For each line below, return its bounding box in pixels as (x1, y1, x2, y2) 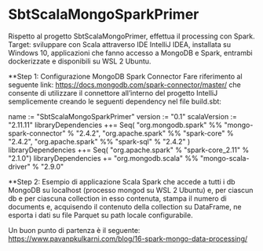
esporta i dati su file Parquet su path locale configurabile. (8, 210, 194, 220)
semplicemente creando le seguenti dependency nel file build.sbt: (8, 96, 222, 106)
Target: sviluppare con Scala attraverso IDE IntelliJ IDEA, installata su (8, 39, 232, 49)
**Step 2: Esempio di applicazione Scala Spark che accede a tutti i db (8, 176, 236, 186)
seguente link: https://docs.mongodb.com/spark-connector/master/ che (8, 80, 241, 89)
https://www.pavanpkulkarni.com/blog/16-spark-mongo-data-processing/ (8, 234, 248, 243)
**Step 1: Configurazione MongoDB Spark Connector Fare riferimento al (8, 71, 243, 81)
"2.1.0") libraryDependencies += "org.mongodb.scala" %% (8, 153, 199, 162)
